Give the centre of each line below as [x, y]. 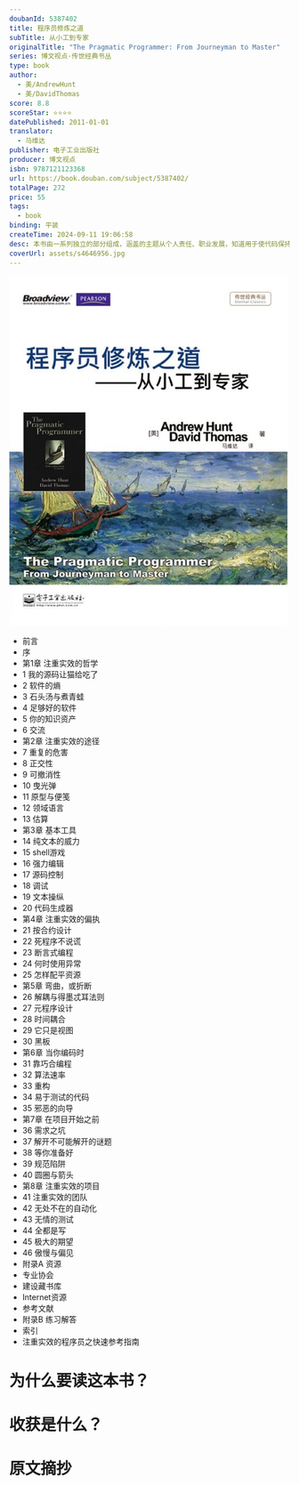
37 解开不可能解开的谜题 [67, 1141]
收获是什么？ [57, 1424]
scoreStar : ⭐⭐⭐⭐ [41, 113]
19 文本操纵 [43, 896]
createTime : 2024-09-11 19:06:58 [71, 235]
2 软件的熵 [41, 685]
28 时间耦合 [44, 1019]
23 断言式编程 [48, 952]
